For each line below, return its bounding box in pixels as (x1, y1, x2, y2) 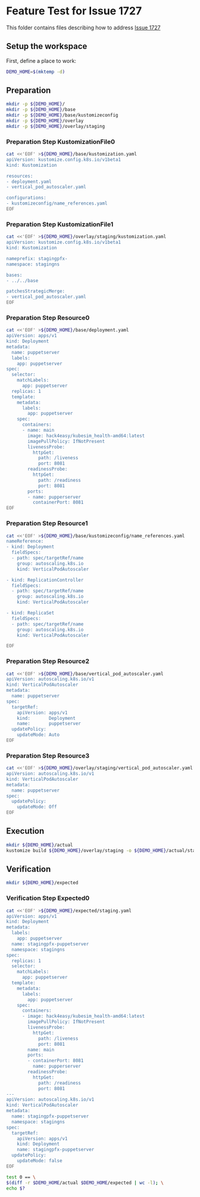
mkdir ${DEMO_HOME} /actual (6, 842, 73, 848)
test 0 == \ (6, 1174, 36, 1180)
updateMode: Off (17, 804, 58, 810)
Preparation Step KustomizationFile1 (6, 220, 114, 228)
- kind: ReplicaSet (6, 610, 55, 616)
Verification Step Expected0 (6, 894, 90, 902)
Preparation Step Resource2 (6, 657, 90, 665)
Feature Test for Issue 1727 (6, 4, 142, 18)
